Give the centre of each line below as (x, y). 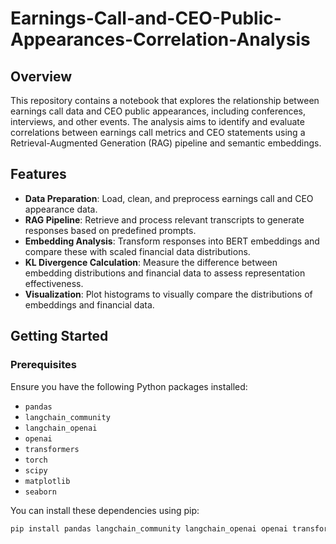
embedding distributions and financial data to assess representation (165, 273)
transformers (52, 449)
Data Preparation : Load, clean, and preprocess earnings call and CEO (169, 198)
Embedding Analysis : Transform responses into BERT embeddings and (172, 241)
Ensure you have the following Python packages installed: (129, 386)
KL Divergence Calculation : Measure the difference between (151, 262)
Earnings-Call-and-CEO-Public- (146, 18)
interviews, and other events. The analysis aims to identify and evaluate (157, 121)
